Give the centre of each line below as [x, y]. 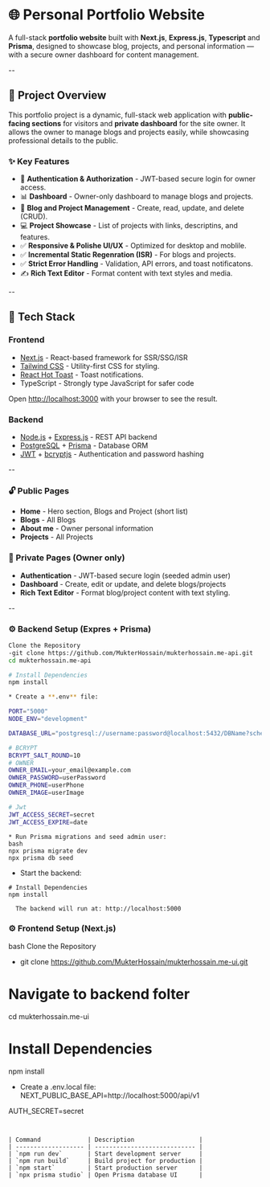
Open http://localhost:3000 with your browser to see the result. [113, 399]
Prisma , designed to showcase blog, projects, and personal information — [131, 46]
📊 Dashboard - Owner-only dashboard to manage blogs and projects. [137, 196]
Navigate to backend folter [99, 995]
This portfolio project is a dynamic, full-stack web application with [117, 115]
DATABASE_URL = [32, 733]
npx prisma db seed [41, 858]
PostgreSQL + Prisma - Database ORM [84, 446]
